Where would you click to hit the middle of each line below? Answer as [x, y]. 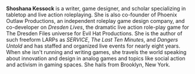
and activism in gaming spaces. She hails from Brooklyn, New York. [88, 65]
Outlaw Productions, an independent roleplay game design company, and [95, 21]
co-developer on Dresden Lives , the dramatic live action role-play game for [97, 27]
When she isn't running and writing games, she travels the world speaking [96, 52]
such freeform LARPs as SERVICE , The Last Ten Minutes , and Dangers [92, 40]
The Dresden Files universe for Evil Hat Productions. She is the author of [94, 33]
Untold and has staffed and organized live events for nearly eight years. [93, 46]
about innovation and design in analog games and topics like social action [96, 58]
